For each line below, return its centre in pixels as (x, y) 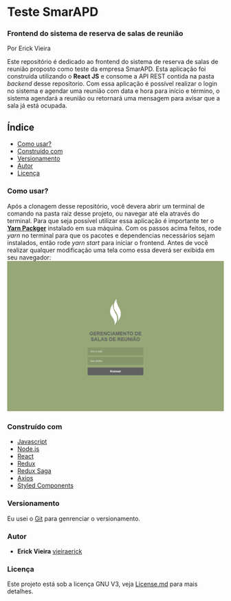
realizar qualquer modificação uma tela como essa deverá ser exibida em (111, 250)
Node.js (28, 449)
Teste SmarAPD (53, 12)
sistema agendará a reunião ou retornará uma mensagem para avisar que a (113, 98)
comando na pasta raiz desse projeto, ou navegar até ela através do (103, 213)
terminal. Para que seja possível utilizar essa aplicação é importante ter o (111, 220)
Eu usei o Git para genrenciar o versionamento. (74, 518)
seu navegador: (29, 257)
